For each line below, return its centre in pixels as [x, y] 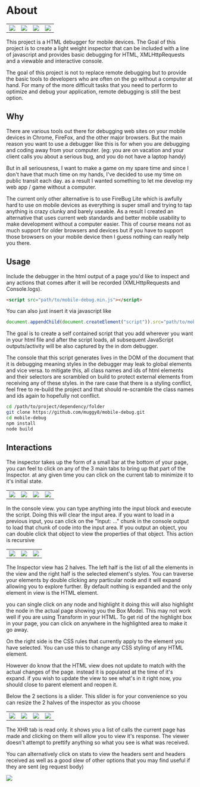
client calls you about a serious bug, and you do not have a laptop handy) [96, 156]
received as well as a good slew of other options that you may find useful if [98, 760]
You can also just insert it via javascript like [59, 311]
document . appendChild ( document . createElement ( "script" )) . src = [85, 322]
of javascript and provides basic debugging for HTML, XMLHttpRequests [96, 54]
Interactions [29, 448]
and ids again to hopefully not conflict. [53, 396]
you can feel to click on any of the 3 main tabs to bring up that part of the [96, 468]
